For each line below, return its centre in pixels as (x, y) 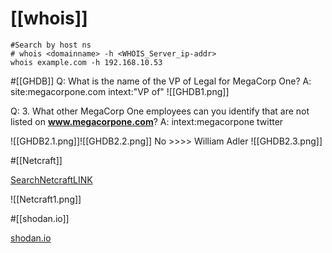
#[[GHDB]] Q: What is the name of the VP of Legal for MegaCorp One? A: (161, 81)
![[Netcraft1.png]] (46, 199)
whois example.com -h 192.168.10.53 (86, 62)
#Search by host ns (51, 45)
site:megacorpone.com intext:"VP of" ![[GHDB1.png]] (120, 91)
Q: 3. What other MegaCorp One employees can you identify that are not (160, 111)
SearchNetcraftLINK (51, 179)
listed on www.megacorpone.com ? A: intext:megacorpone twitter (147, 121)
